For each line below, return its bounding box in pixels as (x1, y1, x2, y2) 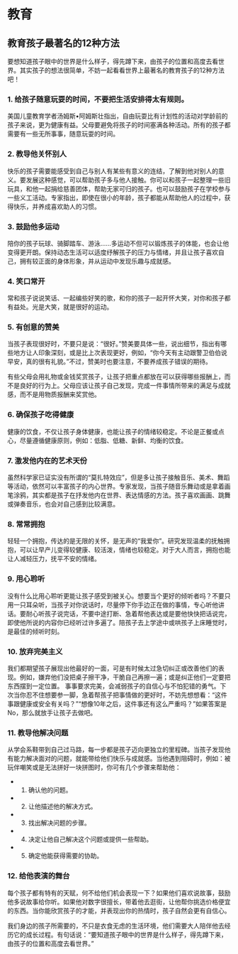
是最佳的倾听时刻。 (7, 627, 64, 636)
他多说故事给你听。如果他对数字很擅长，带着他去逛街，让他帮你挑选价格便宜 (7, 897, 231, 906)
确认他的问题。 (28, 786, 72, 794)
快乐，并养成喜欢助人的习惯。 (13, 202, 101, 210)
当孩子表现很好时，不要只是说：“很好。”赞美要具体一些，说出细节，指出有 (7, 340, 221, 348)
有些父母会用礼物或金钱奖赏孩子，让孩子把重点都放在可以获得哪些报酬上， (7, 372, 225, 381)
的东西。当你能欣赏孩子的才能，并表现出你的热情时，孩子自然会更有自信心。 (7, 906, 231, 915)
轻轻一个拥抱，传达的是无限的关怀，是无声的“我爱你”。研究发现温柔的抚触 (7, 537, 225, 546)
